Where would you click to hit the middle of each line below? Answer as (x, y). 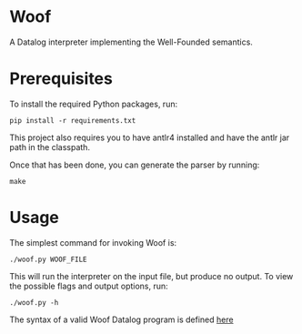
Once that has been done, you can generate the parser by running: (135, 165)
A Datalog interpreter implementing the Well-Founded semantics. (131, 42)
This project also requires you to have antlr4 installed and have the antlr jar (150, 137)
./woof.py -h (34, 302)
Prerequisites (61, 79)
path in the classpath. (50, 147)
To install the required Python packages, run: (94, 104)
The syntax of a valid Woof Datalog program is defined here (121, 319)
